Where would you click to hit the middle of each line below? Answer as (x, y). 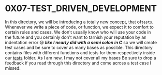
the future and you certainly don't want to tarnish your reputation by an (76, 37)
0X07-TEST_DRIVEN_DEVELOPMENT (81, 8)
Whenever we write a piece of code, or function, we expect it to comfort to (79, 27)
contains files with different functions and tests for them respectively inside (80, 52)
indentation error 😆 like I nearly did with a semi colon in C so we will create (81, 42)
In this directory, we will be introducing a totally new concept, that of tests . (79, 22)
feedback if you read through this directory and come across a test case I (78, 63)
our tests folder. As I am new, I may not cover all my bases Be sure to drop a (81, 58)
